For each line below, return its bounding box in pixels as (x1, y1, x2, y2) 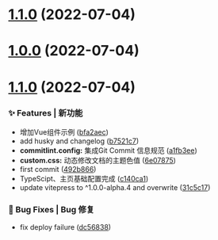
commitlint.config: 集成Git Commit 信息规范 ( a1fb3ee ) (19, 145, 198, 155)
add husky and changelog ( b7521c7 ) (19, 136, 140, 146)
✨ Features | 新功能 (8, 108, 83, 119)
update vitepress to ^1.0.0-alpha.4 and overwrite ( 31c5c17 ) (19, 182, 211, 192)
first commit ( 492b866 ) (19, 164, 97, 173)
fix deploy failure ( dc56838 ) (19, 223, 112, 232)
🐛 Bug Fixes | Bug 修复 (8, 204, 95, 215)
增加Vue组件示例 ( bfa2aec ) (19, 127, 109, 136)
